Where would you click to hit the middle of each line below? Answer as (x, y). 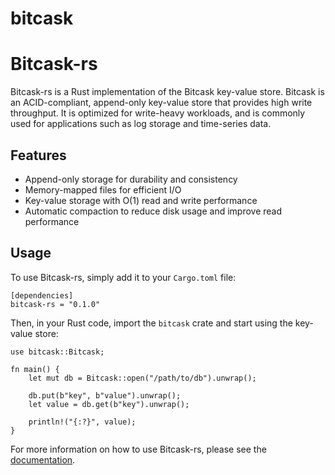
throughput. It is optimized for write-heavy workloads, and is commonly (158, 113)
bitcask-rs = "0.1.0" (55, 304)
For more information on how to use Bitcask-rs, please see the (138, 449)
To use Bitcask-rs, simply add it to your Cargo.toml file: (123, 277)
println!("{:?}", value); (82, 422)
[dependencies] (42, 295)
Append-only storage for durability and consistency (131, 179)
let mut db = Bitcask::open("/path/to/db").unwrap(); (142, 378)
